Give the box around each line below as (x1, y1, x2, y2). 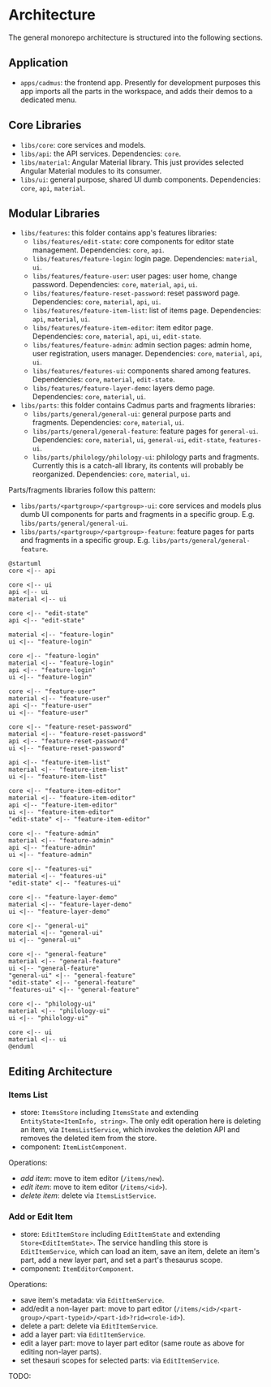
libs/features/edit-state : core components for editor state (32, 237, 234, 247)
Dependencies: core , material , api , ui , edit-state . (32, 331, 202, 342)
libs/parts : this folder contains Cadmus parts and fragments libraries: (19, 400, 256, 411)
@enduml (8, 1043, 35, 1051)
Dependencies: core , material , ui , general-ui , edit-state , (32, 435, 227, 445)
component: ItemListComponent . (19, 1142, 127, 1152)
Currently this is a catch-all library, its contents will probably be (32, 461, 244, 471)
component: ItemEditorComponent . (19, 1264, 134, 1273)
